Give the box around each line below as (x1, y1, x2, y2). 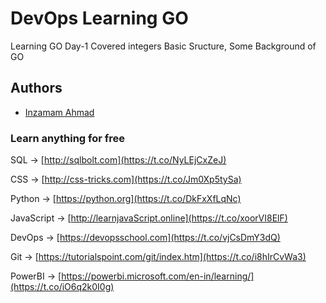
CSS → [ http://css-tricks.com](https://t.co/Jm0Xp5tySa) (10, 173, 242, 186)
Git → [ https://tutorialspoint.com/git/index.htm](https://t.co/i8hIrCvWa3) (10, 251, 307, 263)
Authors (10, 80, 63, 97)
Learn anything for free (10, 131, 126, 145)
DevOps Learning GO (10, 7, 189, 30)
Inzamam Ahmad (24, 106, 95, 118)
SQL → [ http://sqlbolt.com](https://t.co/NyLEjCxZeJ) (10, 154, 227, 166)
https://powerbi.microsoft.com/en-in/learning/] (61, 270, 255, 282)
